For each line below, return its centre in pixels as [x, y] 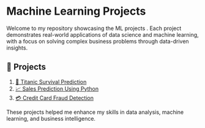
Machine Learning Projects [76, 11]
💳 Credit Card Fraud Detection [54, 98]
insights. [17, 48]
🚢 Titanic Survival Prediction [51, 81]
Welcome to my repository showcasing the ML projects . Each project [94, 28]
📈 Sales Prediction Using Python [57, 88]
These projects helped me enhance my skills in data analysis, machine [95, 112]
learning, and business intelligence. [51, 118]
